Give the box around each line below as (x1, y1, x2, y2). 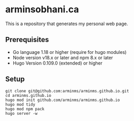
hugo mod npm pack (5, 106, 44, 111)
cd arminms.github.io (5, 93, 52, 98)
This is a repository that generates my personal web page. (5, 21, 128, 27)
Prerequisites (5, 35, 49, 44)
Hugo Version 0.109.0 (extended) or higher (12, 60, 103, 66)
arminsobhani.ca (5, 4, 79, 15)
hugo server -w (5, 111, 38, 116)
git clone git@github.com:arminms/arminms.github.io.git (5, 88, 129, 93)
